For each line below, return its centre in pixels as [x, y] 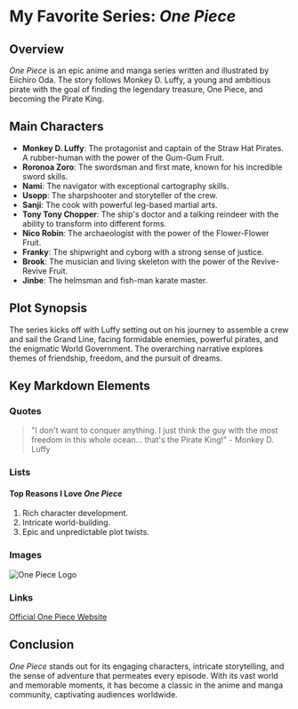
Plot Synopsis [48, 308]
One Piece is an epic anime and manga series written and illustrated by [139, 70]
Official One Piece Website [58, 617]
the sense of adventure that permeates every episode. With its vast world [144, 675]
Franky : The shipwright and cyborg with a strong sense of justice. [143, 251]
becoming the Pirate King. [57, 99]
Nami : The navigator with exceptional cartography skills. [125, 186]
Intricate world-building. [66, 522]
